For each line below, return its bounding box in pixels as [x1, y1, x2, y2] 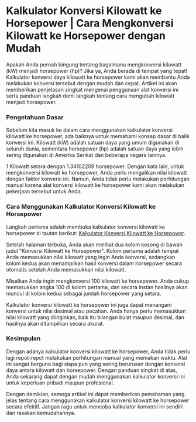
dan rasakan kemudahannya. [6, 409, 76, 416]
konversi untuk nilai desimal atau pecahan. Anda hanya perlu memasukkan [6, 307, 186, 314]
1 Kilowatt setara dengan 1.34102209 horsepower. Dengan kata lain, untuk [6, 163, 184, 170]
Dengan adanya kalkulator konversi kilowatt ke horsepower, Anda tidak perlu [6, 348, 191, 355]
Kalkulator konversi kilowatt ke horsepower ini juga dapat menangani [6, 301, 172, 308]
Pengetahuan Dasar [6, 113, 64, 121]
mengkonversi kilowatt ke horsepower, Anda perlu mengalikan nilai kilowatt [6, 169, 187, 176]
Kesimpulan [6, 334, 41, 343]
